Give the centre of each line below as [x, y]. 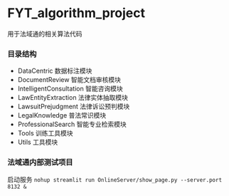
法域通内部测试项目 [40, 163]
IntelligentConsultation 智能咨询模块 [70, 89]
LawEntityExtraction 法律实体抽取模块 [73, 98]
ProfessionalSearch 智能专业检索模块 [72, 124]
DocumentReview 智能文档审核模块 [69, 80]
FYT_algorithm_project [76, 13]
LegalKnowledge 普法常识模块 [62, 115]
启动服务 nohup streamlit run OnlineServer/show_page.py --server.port [115, 179]
